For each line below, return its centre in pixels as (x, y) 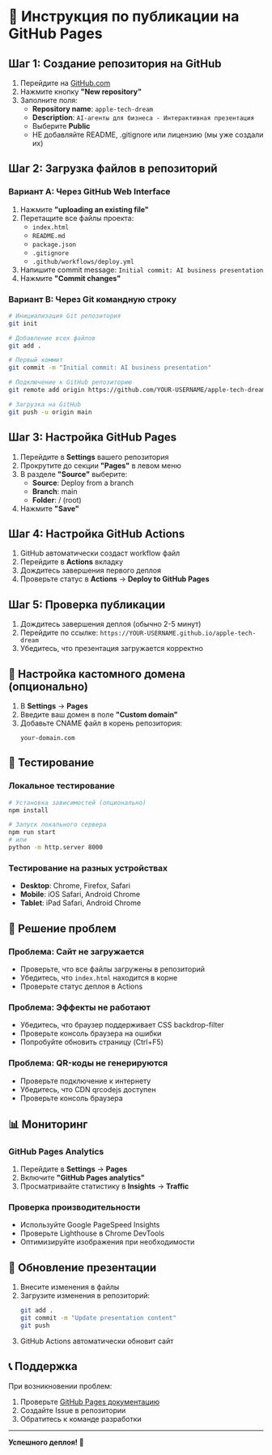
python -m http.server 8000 (56, 848)
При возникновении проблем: (60, 1386)
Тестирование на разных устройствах (88, 868)
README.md (49, 236)
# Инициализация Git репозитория (65, 316)
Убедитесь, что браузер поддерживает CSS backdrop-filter (122, 1025)
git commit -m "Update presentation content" (98, 1318)
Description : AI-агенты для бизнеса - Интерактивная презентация (143, 117)
